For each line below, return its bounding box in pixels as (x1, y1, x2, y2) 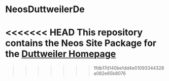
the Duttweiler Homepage (5, 48, 116, 60)
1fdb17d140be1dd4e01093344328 (93, 65, 164, 71)
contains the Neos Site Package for (5, 37, 156, 49)
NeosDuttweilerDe (5, 4, 85, 15)
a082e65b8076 (93, 70, 126, 76)
